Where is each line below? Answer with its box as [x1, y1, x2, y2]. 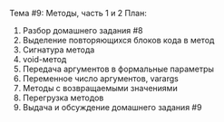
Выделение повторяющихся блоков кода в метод [22, 35, 215, 45]
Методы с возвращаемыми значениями [22, 83, 179, 93]
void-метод [22, 54, 67, 64]
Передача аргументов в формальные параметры [22, 63, 215, 74]
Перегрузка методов [22, 92, 104, 103]
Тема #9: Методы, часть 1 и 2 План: [9, 8, 147, 18]
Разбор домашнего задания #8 [22, 25, 143, 35]
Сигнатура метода [22, 44, 95, 55]
